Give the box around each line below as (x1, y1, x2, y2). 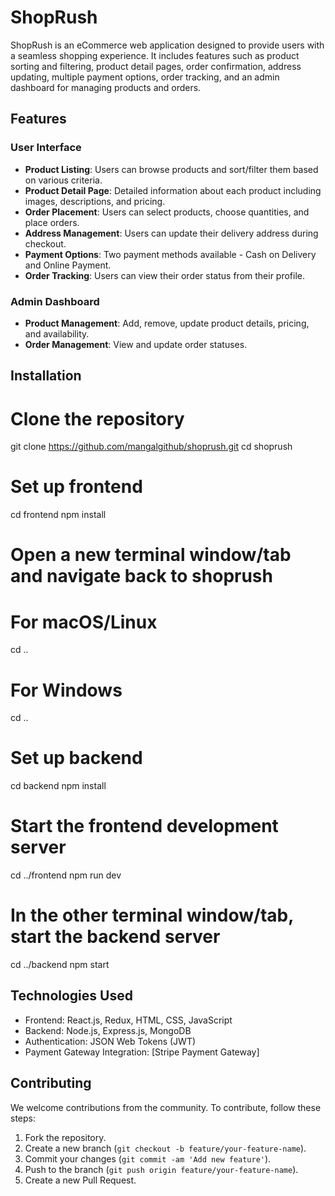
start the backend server (10, 926, 221, 948)
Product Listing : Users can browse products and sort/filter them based (24, 163, 319, 175)
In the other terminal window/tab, (10, 904, 294, 927)
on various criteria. (24, 174, 103, 186)
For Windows (10, 679, 123, 701)
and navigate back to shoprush (10, 565, 273, 588)
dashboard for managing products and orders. (10, 81, 202, 93)
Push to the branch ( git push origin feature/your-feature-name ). (24, 1163, 299, 1175)
